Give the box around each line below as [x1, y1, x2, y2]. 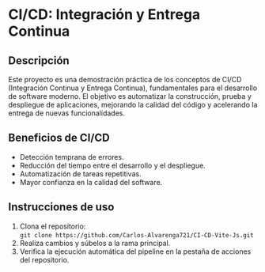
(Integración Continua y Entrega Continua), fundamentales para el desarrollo [8, 83, 258, 93]
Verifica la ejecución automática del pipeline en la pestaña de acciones [19, 247, 252, 256]
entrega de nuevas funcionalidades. [8, 108, 125, 118]
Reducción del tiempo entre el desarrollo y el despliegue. [19, 161, 206, 170]
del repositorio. [19, 255, 70, 264]
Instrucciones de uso [8, 200, 115, 214]
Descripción [8, 54, 70, 67]
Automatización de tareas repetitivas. [19, 168, 142, 179]
